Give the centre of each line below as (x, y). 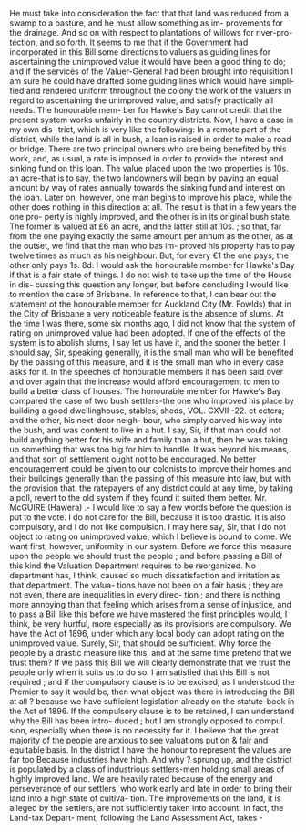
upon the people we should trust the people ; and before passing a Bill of (146, 556)
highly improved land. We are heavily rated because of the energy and (141, 779)
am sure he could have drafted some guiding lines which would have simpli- (152, 81)
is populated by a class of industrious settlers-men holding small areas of (147, 769)
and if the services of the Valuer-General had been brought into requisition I (152, 71)
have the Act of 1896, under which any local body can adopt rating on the (147, 634)
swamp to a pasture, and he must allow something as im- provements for (147, 23)
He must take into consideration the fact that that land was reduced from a (149, 13)
